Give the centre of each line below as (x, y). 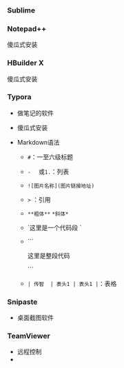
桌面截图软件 (35, 318)
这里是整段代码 (49, 255)
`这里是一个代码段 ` (54, 227)
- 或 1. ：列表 (48, 172)
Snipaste (22, 302)
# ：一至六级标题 (50, 156)
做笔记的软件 (35, 113)
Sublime (21, 10)
